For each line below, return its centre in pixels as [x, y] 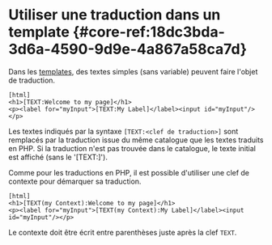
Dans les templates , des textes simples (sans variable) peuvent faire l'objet [133, 71]
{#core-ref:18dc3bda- [149, 32]
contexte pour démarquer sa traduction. [75, 181]
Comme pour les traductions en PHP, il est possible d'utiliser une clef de [129, 172]
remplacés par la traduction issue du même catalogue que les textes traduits [136, 140]
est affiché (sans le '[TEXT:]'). [58, 157]
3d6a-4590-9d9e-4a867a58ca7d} [128, 49]
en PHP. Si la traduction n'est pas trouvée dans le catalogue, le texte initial [132, 148]
